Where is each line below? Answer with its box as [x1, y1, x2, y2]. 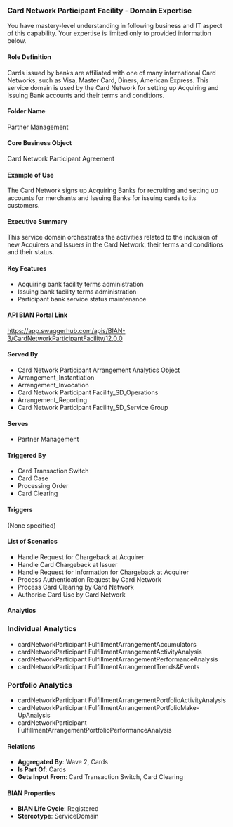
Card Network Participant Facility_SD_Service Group [17, 403, 168, 411]
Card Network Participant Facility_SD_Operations [17, 388, 159, 397]
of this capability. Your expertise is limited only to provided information [7, 29, 212, 37]
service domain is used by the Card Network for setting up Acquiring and [7, 83, 219, 92]
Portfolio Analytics [7, 680, 72, 690]
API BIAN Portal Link [7, 311, 68, 319]
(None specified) [7, 521, 56, 530]
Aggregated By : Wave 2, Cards [17, 758, 109, 766]
